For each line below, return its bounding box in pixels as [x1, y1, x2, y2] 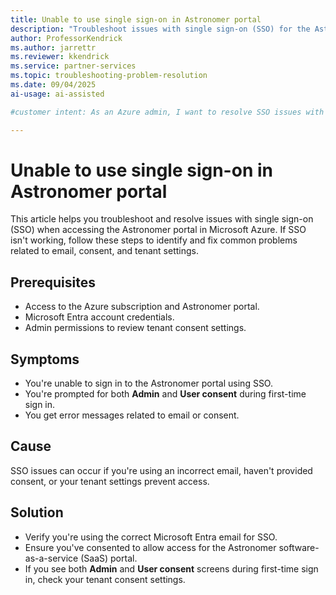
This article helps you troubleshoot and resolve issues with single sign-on [10, 213, 314, 225]
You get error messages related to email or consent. [24, 409, 240, 421]
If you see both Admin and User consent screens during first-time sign [24, 562, 319, 575]
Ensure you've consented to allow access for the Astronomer [24, 541, 277, 553]
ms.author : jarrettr [10, 42, 97, 53]
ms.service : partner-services [10, 61, 137, 71]
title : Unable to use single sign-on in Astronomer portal [10, 14, 262, 25]
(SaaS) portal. [80, 552, 138, 564]
